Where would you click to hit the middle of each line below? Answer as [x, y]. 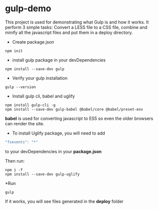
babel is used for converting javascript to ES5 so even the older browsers [79, 118]
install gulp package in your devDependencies [59, 60]
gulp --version [21, 87]
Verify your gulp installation [40, 78]
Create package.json [33, 42]
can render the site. [25, 123]
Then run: [15, 161]
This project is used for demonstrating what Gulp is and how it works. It [77, 22]
